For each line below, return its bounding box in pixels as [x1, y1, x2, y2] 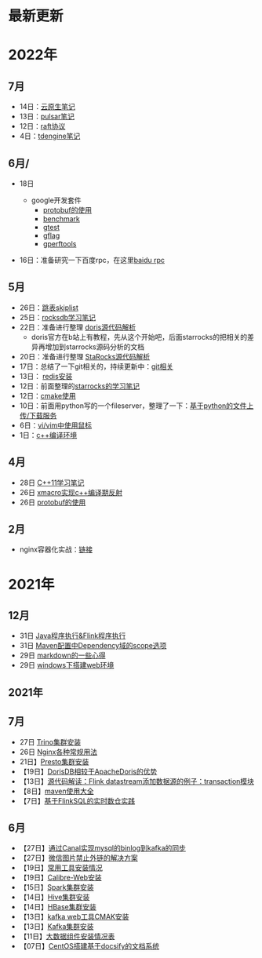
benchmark [42, 214, 80, 224]
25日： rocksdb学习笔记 [19, 312, 96, 322]
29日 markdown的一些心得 [19, 650, 106, 660]
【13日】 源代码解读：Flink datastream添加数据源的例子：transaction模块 [19, 776, 255, 785]
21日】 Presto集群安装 [19, 756, 89, 766]
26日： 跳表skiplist [19, 303, 78, 312]
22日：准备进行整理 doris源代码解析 [19, 322, 136, 332]
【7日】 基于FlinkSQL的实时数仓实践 [19, 796, 136, 805]
